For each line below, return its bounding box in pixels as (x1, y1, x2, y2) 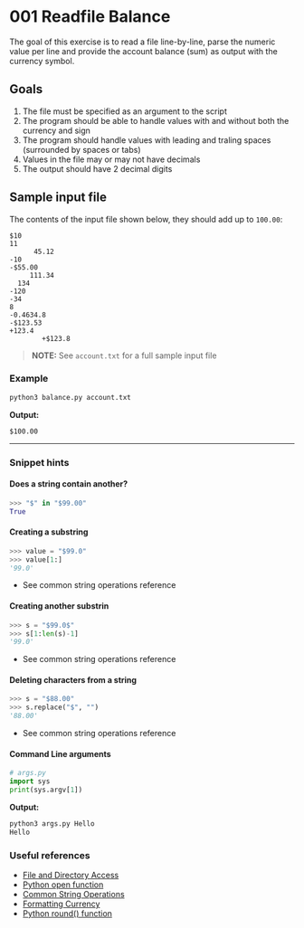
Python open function (22, 879, 104, 890)
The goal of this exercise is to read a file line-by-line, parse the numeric (9, 36, 276, 47)
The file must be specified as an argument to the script (22, 106, 228, 117)
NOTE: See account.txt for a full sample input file (31, 350, 217, 361)
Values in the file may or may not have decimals (22, 154, 201, 165)
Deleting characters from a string (9, 674, 138, 685)
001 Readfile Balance (9, 6, 171, 27)
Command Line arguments (9, 748, 111, 759)
